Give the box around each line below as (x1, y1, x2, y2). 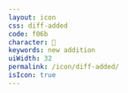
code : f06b (8, 29, 49, 38)
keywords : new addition (8, 46, 96, 55)
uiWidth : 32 (8, 54, 52, 63)
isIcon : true (8, 71, 56, 80)
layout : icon (8, 12, 56, 22)
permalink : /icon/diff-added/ (8, 63, 120, 72)
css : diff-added (8, 21, 68, 30)
